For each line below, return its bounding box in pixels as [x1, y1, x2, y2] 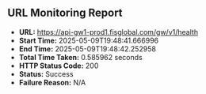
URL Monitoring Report [7, 6, 124, 20]
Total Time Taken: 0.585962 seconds [18, 52, 143, 62]
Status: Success [18, 69, 74, 78]
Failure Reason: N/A [18, 77, 86, 87]
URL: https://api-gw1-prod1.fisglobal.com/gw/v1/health [18, 27, 199, 36]
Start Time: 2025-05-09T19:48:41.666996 [18, 36, 159, 45]
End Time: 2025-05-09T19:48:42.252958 [18, 43, 156, 54]
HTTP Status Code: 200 [18, 61, 99, 70]
